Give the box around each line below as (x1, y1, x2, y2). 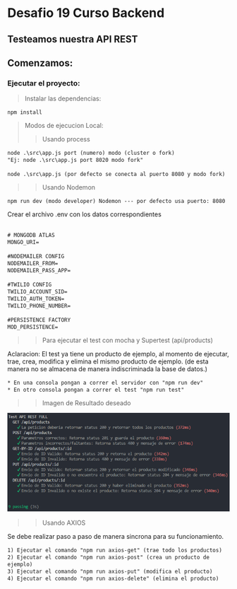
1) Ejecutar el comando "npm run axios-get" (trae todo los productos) (7, 547, 222, 554)
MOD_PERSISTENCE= (7, 324, 59, 331)
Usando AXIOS (42, 518, 86, 527)
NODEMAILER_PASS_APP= (7, 267, 71, 274)
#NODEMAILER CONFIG (7, 253, 65, 260)
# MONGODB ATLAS (7, 232, 55, 239)
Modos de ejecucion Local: (24, 122, 104, 130)
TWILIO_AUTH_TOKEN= (7, 296, 65, 303)
